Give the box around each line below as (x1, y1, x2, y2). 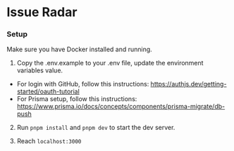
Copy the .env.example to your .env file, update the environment (16, 59, 204, 67)
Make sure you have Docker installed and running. (6, 45, 152, 53)
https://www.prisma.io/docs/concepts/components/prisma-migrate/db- (16, 103, 226, 111)
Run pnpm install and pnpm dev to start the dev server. (16, 124, 175, 132)
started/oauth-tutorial (16, 87, 80, 96)
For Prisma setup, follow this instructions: (16, 95, 137, 103)
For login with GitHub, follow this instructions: (16, 80, 149, 88)
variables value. (16, 66, 63, 74)
